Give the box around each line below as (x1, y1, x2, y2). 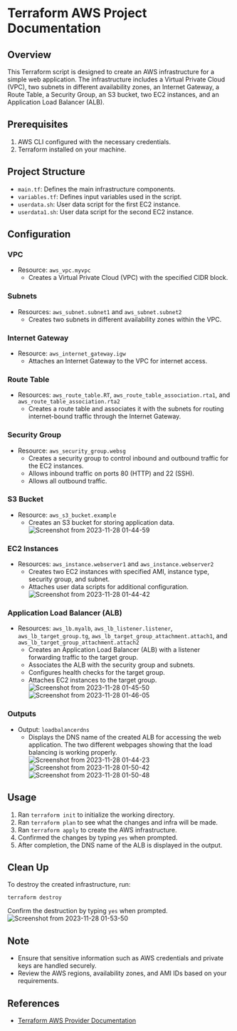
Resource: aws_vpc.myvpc (17, 266, 91, 274)
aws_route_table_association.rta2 (17, 398, 120, 406)
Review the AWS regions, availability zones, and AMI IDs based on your (17, 969, 227, 977)
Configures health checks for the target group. (28, 668, 165, 677)
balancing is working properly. (28, 748, 117, 756)
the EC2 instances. (28, 461, 84, 470)
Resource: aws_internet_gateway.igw (17, 348, 126, 358)
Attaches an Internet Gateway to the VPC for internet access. (28, 356, 208, 365)
